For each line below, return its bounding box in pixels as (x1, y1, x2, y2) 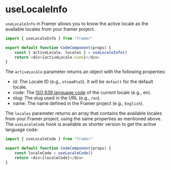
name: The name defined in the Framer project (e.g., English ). (12, 100, 144, 107)
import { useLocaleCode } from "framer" (5, 137, 93, 142)
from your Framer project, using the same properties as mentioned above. (5, 116, 162, 122)
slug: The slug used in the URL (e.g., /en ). (12, 95, 101, 101)
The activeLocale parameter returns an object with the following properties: (5, 69, 166, 75)
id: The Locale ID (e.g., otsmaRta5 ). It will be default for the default (12, 78, 154, 85)
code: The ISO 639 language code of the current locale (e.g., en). (12, 90, 151, 96)
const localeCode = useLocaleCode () (14, 151, 93, 156)
